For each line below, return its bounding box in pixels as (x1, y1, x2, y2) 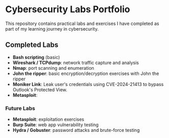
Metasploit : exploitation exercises (12, 116, 84, 123)
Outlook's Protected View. (12, 87, 68, 93)
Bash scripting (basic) (12, 54, 60, 60)
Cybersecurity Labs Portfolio (5, 4, 130, 15)
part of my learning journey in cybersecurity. (5, 25, 99, 32)
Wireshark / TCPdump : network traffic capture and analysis (12, 60, 139, 66)
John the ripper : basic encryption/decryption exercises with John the (12, 70, 159, 76)
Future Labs (5, 104, 36, 112)
